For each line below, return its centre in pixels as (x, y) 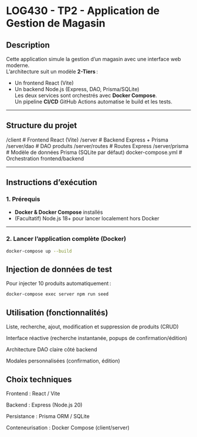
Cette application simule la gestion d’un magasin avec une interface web (94, 59)
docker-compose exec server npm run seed (57, 294)
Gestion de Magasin (56, 23)
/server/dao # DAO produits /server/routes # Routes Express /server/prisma (97, 146)
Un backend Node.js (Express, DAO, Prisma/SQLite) (77, 89)
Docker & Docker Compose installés (59, 212)
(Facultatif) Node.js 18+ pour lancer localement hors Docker (87, 218)
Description (28, 45)
